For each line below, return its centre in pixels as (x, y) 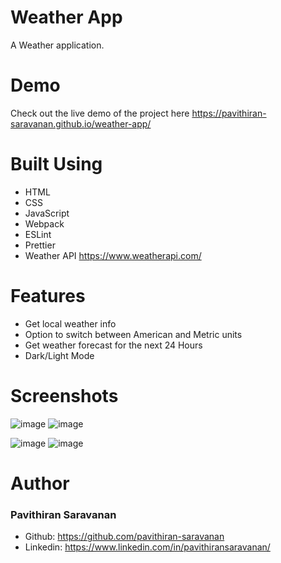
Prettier (40, 245)
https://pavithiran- (229, 113)
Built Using (56, 164)
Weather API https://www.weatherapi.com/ (113, 255)
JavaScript (47, 213)
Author (40, 483)
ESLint (38, 234)
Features (48, 296)
